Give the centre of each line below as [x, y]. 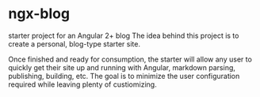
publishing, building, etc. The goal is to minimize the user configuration [124, 76]
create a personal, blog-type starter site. [75, 43]
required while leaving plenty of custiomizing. [82, 84]
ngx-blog [39, 14]
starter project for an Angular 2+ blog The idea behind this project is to [124, 35]
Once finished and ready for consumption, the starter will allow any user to [130, 59]
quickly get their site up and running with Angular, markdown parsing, [122, 67]
